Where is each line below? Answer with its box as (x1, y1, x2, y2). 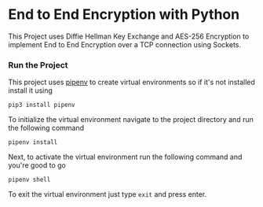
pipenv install (8, 139, 58, 146)
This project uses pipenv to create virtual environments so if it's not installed (8, 77, 255, 87)
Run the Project (8, 59, 68, 70)
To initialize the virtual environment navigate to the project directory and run (8, 115, 254, 124)
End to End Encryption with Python (8, 6, 240, 24)
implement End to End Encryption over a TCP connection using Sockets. (8, 39, 242, 49)
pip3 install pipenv (8, 101, 76, 109)
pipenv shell (8, 176, 51, 184)
